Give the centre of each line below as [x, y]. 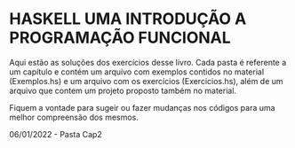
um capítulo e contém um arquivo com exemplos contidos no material [137, 72]
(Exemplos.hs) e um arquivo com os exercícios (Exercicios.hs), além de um [146, 81]
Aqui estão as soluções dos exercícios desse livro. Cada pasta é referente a [148, 62]
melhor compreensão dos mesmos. [74, 117]
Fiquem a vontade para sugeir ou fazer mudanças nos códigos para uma [142, 107]
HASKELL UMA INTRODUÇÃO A [128, 19]
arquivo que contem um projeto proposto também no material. [123, 90]
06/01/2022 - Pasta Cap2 [56, 134]
